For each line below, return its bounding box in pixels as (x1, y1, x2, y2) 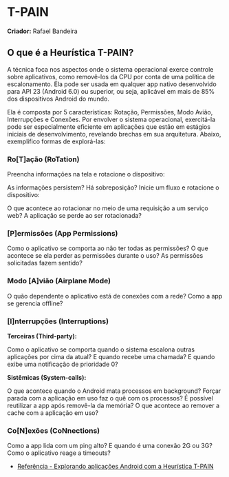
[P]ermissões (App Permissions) (7, 228, 118, 238)
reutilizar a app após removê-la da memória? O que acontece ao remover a (7, 401, 220, 409)
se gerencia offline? (7, 299, 63, 307)
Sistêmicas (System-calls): (7, 373, 87, 381)
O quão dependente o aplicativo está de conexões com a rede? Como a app (7, 292, 223, 300)
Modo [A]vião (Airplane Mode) (7, 276, 111, 286)
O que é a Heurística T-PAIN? (7, 47, 134, 59)
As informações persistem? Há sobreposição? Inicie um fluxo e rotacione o (7, 183, 219, 192)
